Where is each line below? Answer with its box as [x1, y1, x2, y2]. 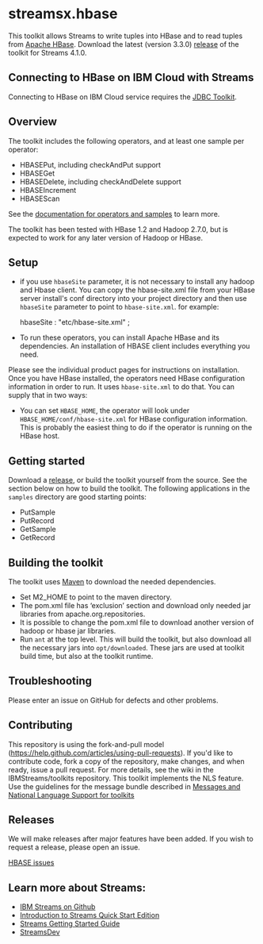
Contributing [8, 719, 73, 732]
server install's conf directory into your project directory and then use [19, 294, 247, 303]
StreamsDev [19, 927, 61, 937]
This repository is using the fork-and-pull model [8, 739, 165, 749]
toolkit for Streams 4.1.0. [8, 48, 87, 57]
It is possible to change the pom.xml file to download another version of [19, 618, 254, 627]
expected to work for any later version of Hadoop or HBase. [8, 233, 204, 242]
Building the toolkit [8, 556, 104, 569]
